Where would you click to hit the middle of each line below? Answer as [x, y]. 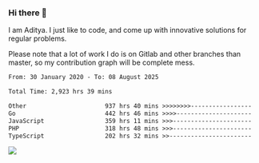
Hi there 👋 [28, 13]
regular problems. [38, 38]
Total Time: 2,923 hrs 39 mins [60, 92]
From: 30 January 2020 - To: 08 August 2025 [84, 78]
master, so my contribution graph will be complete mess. [102, 62]
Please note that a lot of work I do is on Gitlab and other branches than [125, 54]
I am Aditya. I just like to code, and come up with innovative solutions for [128, 30]
